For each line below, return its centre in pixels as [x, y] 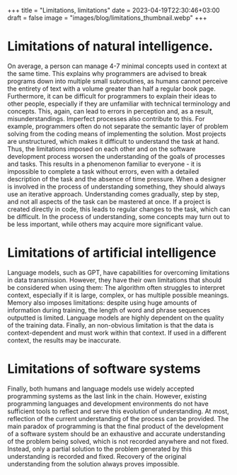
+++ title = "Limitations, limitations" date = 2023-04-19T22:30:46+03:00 [114, 10]
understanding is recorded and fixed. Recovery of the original [97, 456]
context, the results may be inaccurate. [64, 340]
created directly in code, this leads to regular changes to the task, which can [119, 209]
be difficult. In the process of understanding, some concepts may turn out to [118, 216]
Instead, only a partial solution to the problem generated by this [100, 449]
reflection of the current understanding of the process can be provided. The [118, 418]
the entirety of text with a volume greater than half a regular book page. [111, 89]
